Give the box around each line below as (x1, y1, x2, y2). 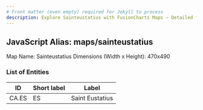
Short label (33, 83, 65, 92)
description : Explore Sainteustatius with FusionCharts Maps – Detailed (6, 15, 193, 21)
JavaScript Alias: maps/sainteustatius (6, 37, 153, 47)
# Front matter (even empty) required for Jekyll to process (6, 8, 164, 15)
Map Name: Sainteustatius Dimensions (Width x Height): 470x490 (6, 53, 170, 60)
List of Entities (6, 68, 50, 76)
